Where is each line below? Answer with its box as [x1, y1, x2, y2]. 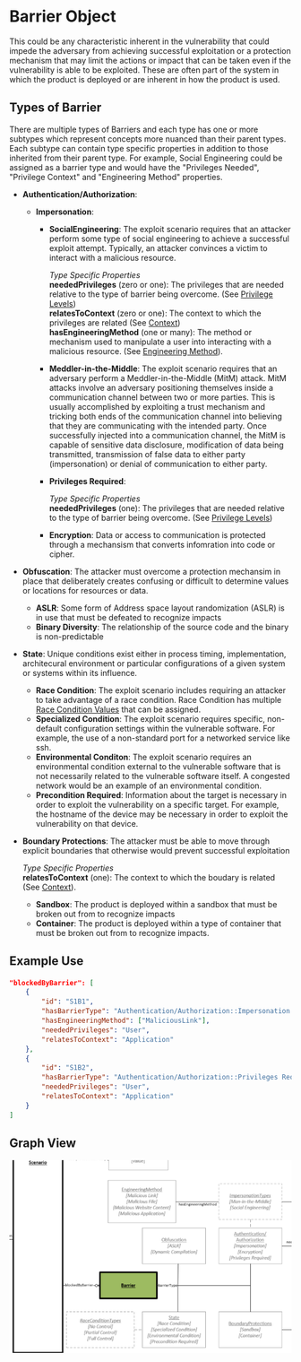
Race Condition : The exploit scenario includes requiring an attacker [35, 684, 287, 696]
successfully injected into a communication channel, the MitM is [48, 429, 287, 440]
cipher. [48, 549, 75, 560]
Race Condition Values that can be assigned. [35, 704, 202, 715]
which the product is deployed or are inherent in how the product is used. [9, 74, 280, 84]
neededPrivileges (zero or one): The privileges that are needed [48, 279, 285, 290]
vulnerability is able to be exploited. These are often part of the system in [9, 65, 279, 75]
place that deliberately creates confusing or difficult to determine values [21, 576, 289, 586]
